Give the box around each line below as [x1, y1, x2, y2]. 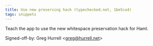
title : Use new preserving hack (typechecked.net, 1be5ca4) [5, 7, 132, 12]
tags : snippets [5, 12, 37, 17]
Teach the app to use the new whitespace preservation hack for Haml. [5, 25, 149, 31]
